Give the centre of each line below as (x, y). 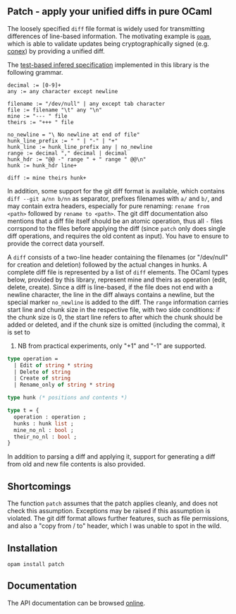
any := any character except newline (63, 91)
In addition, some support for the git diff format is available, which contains (116, 191)
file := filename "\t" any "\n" (55, 110)
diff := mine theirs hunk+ (47, 178)
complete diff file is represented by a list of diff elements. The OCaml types (118, 272)
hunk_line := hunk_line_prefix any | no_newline (80, 147)
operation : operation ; (50, 417)
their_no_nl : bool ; (45, 437)
